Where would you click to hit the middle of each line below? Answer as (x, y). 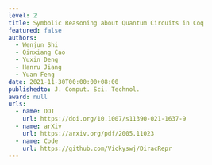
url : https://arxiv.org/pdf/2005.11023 (89, 133)
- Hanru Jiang (39, 67)
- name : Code (37, 141)
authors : (23, 38)
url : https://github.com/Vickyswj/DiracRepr (97, 148)
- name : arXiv (39, 126)
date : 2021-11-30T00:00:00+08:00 (64, 82)
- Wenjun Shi (37, 45)
